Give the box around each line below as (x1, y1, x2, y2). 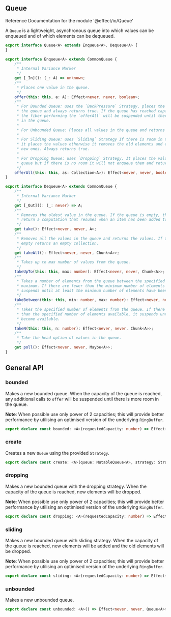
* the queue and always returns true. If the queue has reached (16, 109, 156, 114)
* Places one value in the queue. (16, 85, 90, 90)
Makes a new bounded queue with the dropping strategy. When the (5, 483, 147, 489)
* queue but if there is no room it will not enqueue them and (16, 160, 154, 166)
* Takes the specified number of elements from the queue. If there (16, 307, 165, 312)
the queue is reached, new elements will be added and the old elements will (5, 543, 164, 549)
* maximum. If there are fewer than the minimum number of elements (16, 283, 165, 288)
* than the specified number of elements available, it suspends (16, 311, 158, 317)
